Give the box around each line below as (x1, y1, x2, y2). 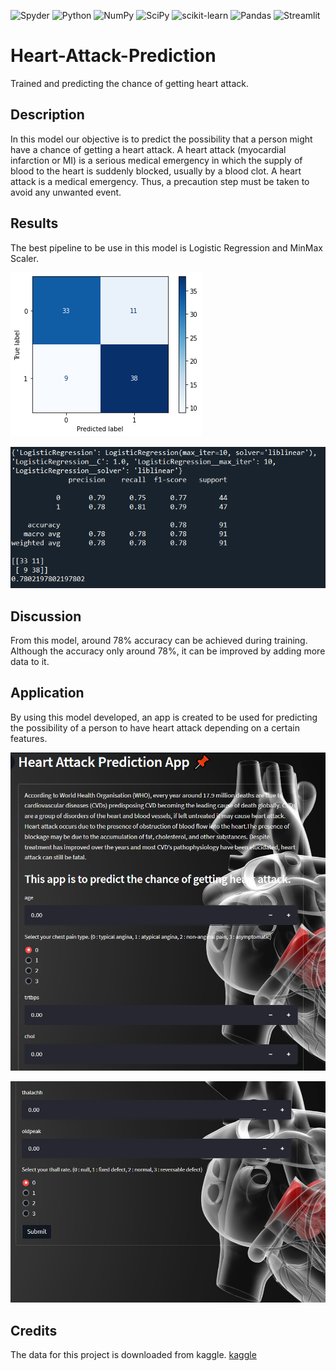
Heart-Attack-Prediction (10, 45, 217, 67)
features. (10, 732, 48, 744)
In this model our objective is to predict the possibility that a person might (10, 133, 313, 145)
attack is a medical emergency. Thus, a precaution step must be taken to (10, 175, 310, 187)
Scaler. (10, 252, 39, 264)
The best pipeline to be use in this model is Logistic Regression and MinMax (10, 241, 323, 254)
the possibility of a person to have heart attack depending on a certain (10, 721, 300, 734)
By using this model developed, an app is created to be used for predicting (10, 711, 318, 723)
